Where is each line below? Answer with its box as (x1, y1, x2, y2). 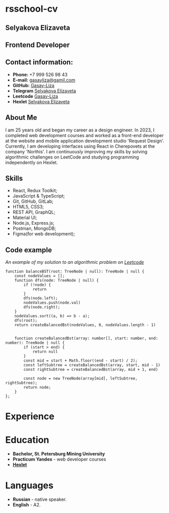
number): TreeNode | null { (5, 340, 65, 345)
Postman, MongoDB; (12, 225, 57, 232)
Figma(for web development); (12, 231, 75, 237)
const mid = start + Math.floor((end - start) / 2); (23, 358, 138, 363)
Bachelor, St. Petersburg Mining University (12, 451, 105, 457)
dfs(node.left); (23, 296, 58, 301)
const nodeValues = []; (14, 274, 65, 279)
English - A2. (12, 502, 41, 508)
